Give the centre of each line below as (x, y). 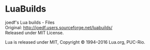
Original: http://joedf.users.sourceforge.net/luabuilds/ (59, 27)
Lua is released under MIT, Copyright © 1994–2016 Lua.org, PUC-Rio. (75, 42)
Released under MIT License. (34, 33)
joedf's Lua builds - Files (30, 22)
